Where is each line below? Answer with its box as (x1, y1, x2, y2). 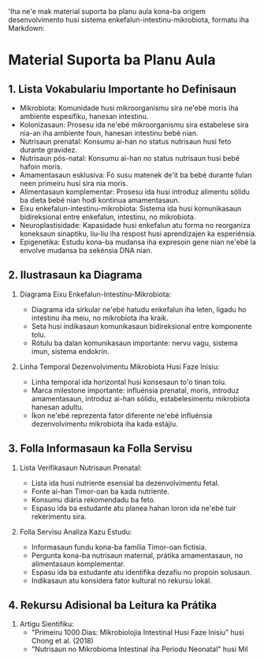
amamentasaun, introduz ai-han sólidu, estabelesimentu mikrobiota (31, 393, 251, 403)
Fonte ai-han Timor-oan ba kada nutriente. (31, 487, 169, 496)
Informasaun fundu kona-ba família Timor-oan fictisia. (31, 542, 207, 551)
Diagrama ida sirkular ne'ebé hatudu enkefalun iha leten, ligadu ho (31, 304, 247, 314)
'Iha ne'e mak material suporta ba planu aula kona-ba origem (8, 7, 206, 16)
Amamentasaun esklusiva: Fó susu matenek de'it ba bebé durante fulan (19, 170, 252, 180)
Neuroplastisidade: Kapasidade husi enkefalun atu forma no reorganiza (19, 221, 251, 229)
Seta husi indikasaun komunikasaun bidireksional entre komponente (31, 321, 252, 330)
